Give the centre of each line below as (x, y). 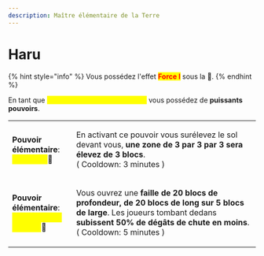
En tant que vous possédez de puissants (126, 100)
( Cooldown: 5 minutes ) (120, 232)
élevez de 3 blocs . (110, 154)
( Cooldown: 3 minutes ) (120, 164)
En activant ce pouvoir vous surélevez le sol (157, 135)
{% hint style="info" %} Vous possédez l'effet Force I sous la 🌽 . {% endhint (130, 76)
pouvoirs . (24, 108)
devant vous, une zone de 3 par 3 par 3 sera (159, 144)
